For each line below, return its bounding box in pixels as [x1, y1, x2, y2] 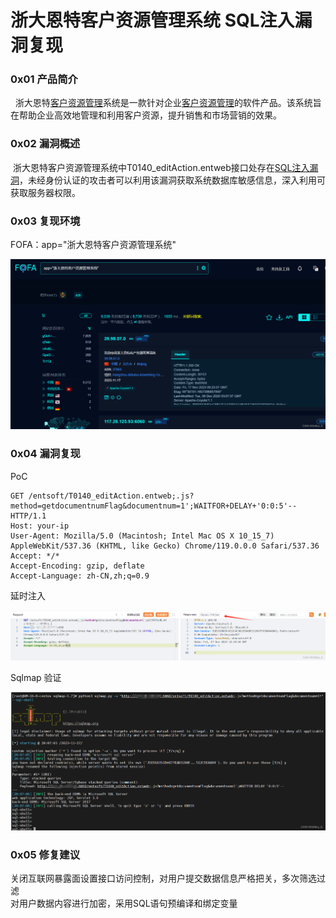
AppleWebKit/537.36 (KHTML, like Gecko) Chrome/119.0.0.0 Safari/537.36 [10, 541, 320, 551]
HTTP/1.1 [10, 511, 47, 521]
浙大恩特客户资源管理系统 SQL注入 [10, 9, 295, 32]
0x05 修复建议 [10, 847, 81, 861]
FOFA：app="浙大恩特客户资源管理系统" [10, 239, 177, 251]
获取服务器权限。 [10, 186, 81, 198]
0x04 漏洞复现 [10, 447, 81, 461]
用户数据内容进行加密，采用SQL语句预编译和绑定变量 [18, 897, 238, 910]
